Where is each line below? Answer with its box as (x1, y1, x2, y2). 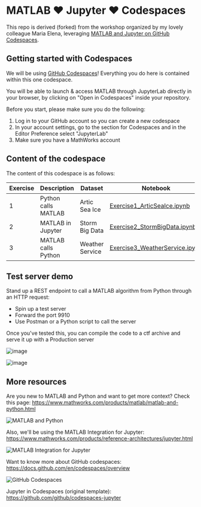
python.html (6, 406, 36, 413)
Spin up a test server (14, 305, 67, 313)
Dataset (80, 184, 103, 192)
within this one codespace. (6, 76, 73, 83)
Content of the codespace (6, 154, 106, 164)
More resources (6, 376, 67, 387)
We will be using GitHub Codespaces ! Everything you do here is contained (6, 70, 190, 77)
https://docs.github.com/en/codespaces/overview (6, 464, 130, 472)
